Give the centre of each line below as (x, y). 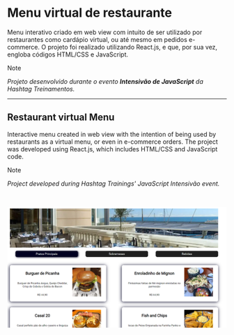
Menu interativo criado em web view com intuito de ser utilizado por (105, 32)
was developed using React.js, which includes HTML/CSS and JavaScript (112, 149)
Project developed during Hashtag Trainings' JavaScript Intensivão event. (114, 184)
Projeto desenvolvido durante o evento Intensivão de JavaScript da (105, 81)
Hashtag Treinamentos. (41, 89)
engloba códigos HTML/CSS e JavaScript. (68, 54)
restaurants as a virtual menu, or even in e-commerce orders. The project (112, 142)
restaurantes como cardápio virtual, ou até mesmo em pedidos (97, 39)
